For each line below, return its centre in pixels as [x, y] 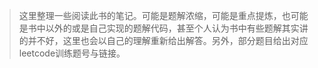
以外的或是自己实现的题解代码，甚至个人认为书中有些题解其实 [172, 28]
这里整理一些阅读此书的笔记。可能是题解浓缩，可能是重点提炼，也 [154, 15]
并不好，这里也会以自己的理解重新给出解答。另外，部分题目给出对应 [168, 40]
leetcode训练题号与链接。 [72, 53]
